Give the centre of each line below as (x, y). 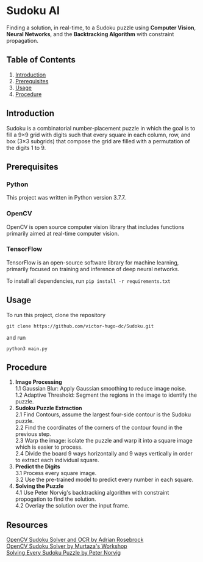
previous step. (33, 434)
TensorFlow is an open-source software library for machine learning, (93, 262)
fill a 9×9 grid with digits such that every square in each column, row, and (98, 135)
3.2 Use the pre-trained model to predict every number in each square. (104, 480)
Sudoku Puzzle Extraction (48, 408)
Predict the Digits (37, 466)
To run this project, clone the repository (56, 315)
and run (16, 337)
